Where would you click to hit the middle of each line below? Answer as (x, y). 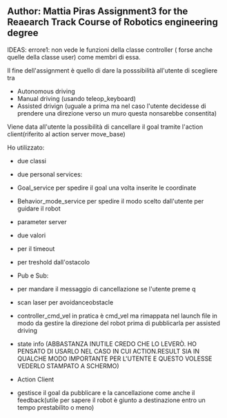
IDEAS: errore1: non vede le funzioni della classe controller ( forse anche (110, 49)
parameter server (42, 221)
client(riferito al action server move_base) (66, 134)
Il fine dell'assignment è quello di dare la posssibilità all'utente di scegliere (112, 70)
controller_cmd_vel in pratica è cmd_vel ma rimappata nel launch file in (117, 316)
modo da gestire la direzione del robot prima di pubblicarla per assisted (119, 323)
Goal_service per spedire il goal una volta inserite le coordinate (107, 188)
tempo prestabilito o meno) (56, 407)
